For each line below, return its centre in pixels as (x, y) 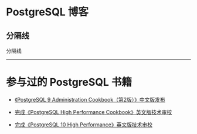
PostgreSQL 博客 (47, 12)
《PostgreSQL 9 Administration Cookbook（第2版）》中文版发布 (90, 99)
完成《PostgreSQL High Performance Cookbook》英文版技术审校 (93, 112)
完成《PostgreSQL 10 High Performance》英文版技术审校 (84, 125)
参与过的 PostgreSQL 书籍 (69, 82)
